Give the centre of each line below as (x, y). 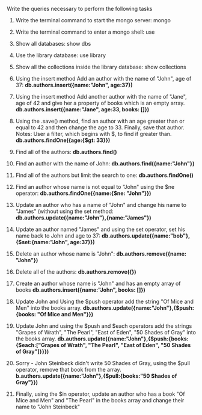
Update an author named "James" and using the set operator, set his (100, 229)
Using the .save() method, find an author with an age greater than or (100, 121)
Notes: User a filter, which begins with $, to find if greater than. (93, 134)
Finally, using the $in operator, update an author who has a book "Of (100, 394)
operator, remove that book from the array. (69, 370)
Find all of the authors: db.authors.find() (66, 152)
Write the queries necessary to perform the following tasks (80, 9)
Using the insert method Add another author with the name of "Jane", (101, 97)
